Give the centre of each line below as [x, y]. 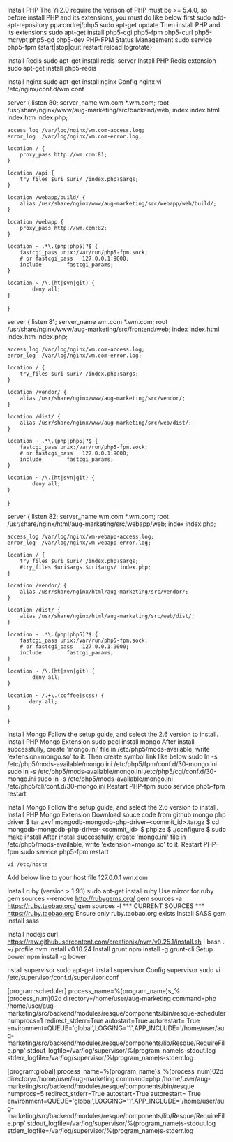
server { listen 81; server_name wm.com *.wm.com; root [88, 322]
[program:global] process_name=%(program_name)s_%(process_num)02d [115, 1071]
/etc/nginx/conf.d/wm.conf [46, 89]
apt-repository [28, 25]
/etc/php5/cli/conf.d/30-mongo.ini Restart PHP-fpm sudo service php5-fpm [116, 786]
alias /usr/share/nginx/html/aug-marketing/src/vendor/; [104, 592]
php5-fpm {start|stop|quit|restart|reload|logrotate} [80, 47]
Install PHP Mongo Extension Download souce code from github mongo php [116, 814]
